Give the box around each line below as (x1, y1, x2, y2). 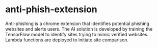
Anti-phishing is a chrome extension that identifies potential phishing (5, 20, 149, 27)
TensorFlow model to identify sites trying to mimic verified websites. (5, 31, 149, 37)
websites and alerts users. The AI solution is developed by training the (5, 26, 153, 32)
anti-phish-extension (5, 4, 98, 15)
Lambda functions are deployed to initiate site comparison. (5, 37, 129, 43)
